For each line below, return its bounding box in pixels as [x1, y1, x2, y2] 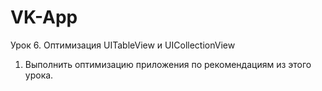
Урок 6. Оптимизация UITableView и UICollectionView [10, 39, 236, 51]
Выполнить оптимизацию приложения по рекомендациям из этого [24, 58, 312, 70]
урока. [24, 69, 54, 81]
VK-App [10, 6, 78, 29]
